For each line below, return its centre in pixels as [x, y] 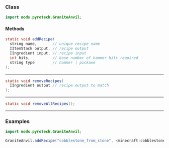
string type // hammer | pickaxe [53, 62]
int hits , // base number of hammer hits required [74, 58]
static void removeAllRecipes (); [40, 104]
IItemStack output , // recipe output [49, 48]
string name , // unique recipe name [55, 44]
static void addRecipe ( [30, 39]
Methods [15, 28]
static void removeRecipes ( [35, 81]
